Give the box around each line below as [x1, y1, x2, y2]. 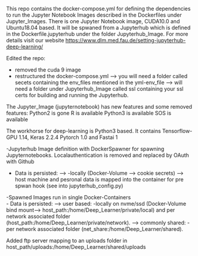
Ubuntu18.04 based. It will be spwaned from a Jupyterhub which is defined [6, 24, 191, 31]
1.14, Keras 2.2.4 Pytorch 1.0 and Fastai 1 [18, 134, 118, 141]
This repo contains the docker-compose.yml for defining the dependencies [6, 5, 191, 12]
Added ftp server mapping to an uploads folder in [6, 237, 128, 244]
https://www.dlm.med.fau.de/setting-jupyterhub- [65, 37, 186, 44]
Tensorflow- [162, 128, 193, 134]
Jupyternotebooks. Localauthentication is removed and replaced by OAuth [6, 152, 190, 159]
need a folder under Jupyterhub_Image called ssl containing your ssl [14, 85, 184, 92]
